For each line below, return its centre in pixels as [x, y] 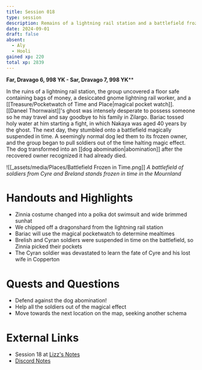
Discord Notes [33, 361]
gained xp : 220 [25, 57]
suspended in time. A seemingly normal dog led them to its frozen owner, [97, 136]
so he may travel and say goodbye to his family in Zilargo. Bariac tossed [95, 117]
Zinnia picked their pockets [48, 247]
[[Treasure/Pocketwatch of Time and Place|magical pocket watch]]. [90, 104]
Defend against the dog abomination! [61, 301]
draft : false [23, 34]
